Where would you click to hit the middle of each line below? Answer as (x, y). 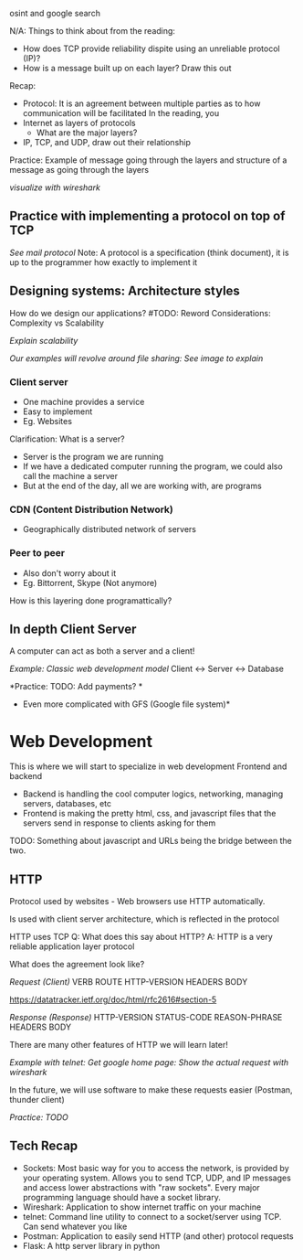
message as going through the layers (79, 170)
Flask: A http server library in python (91, 1245)
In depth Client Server (73, 629)
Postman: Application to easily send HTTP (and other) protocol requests (158, 1236)
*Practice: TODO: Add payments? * (76, 687)
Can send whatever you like (75, 1226)
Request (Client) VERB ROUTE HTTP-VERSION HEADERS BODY (129, 982)
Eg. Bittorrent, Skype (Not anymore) (90, 582)
